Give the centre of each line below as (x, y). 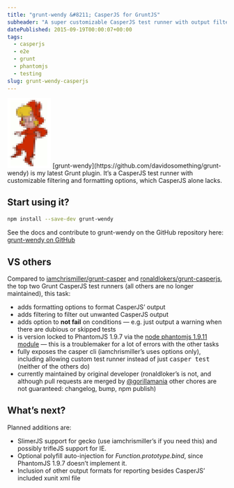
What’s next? (37, 411)
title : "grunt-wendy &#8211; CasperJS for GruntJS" (84, 15)
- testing (28, 73)
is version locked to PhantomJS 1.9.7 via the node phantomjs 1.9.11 (112, 337)
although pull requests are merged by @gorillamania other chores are (117, 381)
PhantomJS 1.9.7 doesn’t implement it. (72, 463)
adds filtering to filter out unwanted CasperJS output (93, 315)
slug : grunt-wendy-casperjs (48, 81)
